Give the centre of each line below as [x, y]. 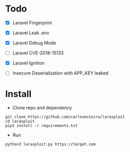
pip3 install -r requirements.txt [42, 126]
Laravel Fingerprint [32, 23]
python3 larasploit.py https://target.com [50, 144]
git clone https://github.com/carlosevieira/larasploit [65, 117]
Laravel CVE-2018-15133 [38, 53]
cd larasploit [20, 121]
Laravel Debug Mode [34, 43]
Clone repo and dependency [42, 108]
